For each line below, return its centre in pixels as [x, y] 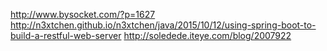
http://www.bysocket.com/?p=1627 [83, 14]
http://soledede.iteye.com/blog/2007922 [207, 35]
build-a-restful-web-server [66, 35]
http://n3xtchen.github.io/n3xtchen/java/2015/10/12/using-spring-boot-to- [163, 25]
